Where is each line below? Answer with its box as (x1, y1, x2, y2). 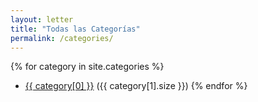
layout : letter (10, 14, 74, 25)
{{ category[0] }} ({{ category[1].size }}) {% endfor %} (24, 80, 248, 92)
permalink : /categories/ (10, 33, 114, 43)
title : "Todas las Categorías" (10, 24, 141, 34)
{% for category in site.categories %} (10, 61, 165, 73)
